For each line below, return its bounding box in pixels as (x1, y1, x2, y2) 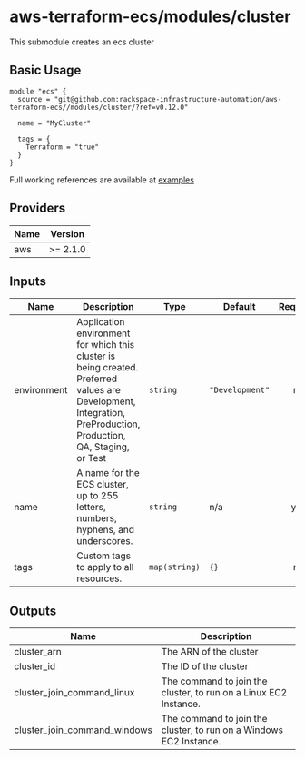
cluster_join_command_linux (14, 686, 135, 699)
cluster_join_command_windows (14, 724, 152, 736)
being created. (76, 361, 139, 374)
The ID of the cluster (161, 660, 249, 673)
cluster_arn (14, 646, 62, 658)
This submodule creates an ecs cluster (9, 36, 154, 47)
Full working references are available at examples (9, 174, 195, 185)
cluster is (76, 350, 116, 362)
